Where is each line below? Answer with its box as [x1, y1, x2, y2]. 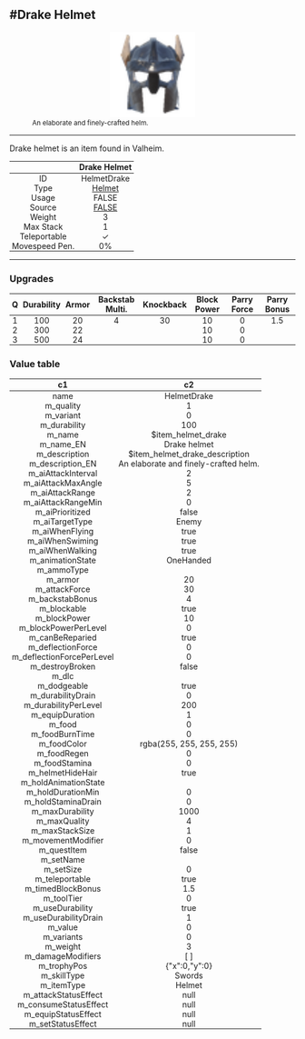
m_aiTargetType [33, 515, 93, 526]
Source [29, 202, 57, 213]
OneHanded [166, 554, 212, 565]
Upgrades [9, 272, 54, 285]
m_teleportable [34, 873, 91, 884]
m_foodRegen [36, 747, 89, 758]
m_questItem [38, 844, 88, 855]
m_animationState [29, 554, 97, 565]
